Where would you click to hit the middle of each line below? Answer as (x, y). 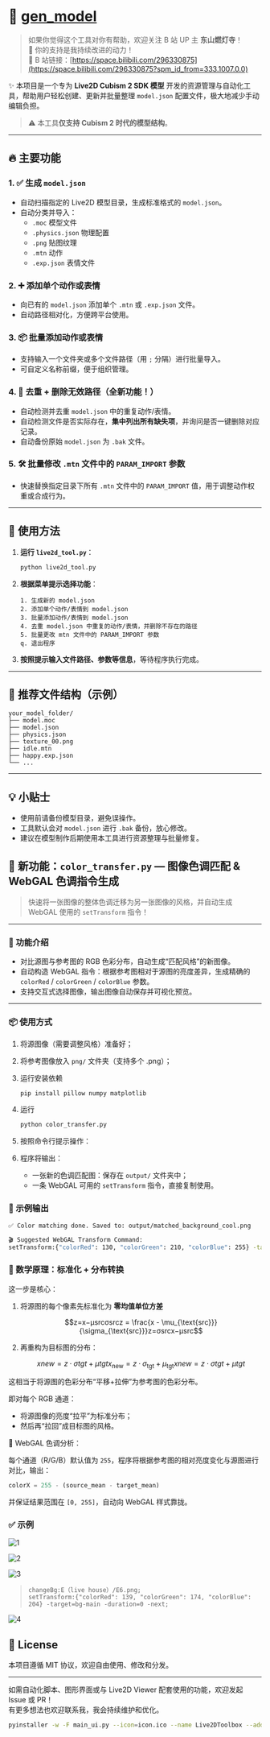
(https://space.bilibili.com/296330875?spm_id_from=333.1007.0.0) (138, 68)
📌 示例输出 (29, 1209)
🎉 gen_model (53, 17)
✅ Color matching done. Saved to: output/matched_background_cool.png (130, 1226)
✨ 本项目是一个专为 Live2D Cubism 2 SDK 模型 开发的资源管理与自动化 (126, 85)
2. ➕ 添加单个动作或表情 (54, 285)
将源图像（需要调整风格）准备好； (76, 1044)
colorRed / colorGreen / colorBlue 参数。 (87, 982)
